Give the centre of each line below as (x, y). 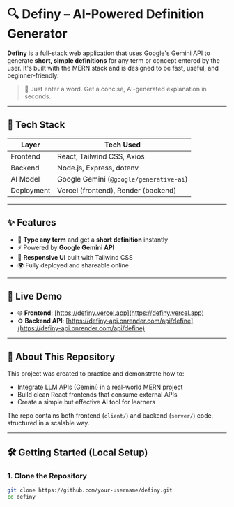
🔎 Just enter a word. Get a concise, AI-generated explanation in (115, 89)
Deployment (31, 190)
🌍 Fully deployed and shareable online (73, 265)
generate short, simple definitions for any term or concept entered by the (114, 60)
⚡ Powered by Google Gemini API (66, 247)
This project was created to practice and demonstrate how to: (96, 374)
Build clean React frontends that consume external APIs (97, 395)
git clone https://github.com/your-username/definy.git (90, 490)
